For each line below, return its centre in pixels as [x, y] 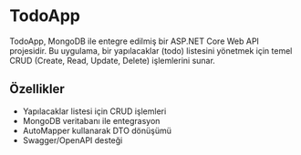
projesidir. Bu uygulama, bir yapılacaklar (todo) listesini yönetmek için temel [151, 50]
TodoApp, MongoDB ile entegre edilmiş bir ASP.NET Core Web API [135, 41]
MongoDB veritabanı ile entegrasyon [91, 120]
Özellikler [37, 89]
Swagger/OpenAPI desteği [73, 140]
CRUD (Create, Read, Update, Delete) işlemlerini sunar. [113, 60]
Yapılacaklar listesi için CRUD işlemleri [94, 111]
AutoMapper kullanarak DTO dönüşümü [97, 130]
